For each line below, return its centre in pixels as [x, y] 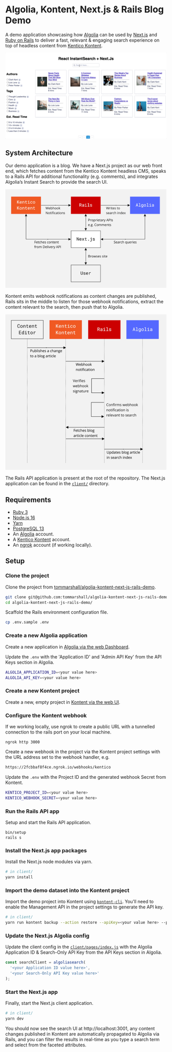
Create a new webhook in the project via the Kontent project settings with [83, 752]
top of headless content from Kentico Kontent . [54, 45]
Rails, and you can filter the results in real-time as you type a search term [82, 1039]
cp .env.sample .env [27, 622]
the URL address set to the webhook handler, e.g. [58, 757]
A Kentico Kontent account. [41, 540]
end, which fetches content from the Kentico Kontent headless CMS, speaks [86, 171]
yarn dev [15, 1019]
